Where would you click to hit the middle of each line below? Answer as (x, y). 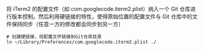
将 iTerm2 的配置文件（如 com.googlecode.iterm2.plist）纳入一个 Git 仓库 (98, 9)
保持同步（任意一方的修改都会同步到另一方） (67, 24)
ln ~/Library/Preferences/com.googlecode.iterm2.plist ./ (81, 42)
